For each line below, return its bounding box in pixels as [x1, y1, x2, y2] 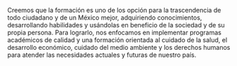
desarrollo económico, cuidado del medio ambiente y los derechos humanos [7, 44, 231, 51]
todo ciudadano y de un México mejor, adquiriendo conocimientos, [7, 13, 202, 22]
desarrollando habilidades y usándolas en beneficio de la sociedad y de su [7, 21, 225, 29]
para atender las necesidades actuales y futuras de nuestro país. [7, 51, 197, 59]
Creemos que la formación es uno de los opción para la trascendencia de [7, 6, 221, 14]
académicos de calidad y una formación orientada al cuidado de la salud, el [7, 36, 228, 44]
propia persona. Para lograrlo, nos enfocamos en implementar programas [7, 28, 221, 37]
